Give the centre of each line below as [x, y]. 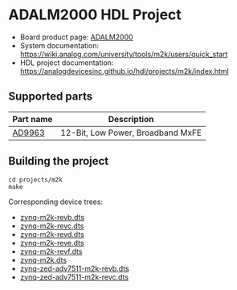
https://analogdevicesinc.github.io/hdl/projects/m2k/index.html [124, 71]
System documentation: [59, 45]
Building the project [59, 161]
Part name [33, 119]
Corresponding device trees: [55, 202]
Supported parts [51, 97]
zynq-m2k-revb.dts [52, 217]
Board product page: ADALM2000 [77, 37]
